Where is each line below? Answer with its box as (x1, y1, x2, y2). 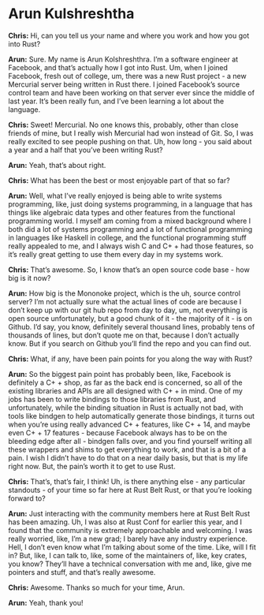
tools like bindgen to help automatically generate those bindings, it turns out (8, 411, 255, 420)
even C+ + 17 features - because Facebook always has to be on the (8, 427, 228, 438)
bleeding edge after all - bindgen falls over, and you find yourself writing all (8, 436, 252, 445)
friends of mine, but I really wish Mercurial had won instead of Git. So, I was (8, 128, 254, 138)
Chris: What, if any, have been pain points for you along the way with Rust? (8, 354, 253, 363)
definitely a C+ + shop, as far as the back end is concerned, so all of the (8, 378, 243, 387)
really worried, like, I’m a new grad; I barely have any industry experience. (8, 534, 248, 543)
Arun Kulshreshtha (8, 5, 135, 23)
